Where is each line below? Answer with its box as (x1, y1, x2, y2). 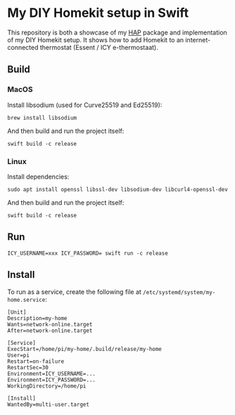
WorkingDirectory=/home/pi (7, 382, 87, 390)
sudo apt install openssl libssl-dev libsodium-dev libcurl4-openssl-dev (7, 186, 229, 193)
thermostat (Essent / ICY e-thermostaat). (39, 43, 158, 51)
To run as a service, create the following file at (7, 287, 142, 296)
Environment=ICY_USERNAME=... (7, 370, 96, 377)
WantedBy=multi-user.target (7, 401, 90, 408)
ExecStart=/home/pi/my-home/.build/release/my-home (7, 345, 162, 352)
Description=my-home (7, 314, 68, 321)
